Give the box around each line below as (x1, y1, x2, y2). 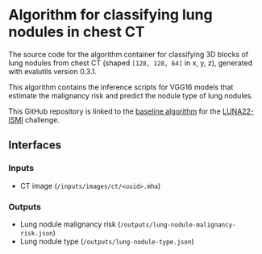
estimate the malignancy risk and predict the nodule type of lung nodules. (8, 90, 254, 100)
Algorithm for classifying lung (8, 6, 213, 24)
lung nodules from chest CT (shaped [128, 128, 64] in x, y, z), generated (8, 58, 253, 68)
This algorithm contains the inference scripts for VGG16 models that (8, 82, 234, 92)
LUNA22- (222, 106, 255, 116)
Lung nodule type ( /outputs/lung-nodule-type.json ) (19, 236, 195, 246)
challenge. (25, 115, 60, 124)
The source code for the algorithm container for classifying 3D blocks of (8, 49, 248, 59)
